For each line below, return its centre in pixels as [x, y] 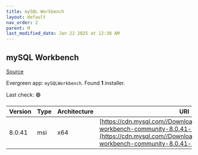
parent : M [18, 28]
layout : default [26, 17]
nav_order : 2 [22, 22]
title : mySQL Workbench [35, 11]
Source [15, 71]
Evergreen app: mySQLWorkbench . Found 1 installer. [66, 83]
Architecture [75, 111]
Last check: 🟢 [24, 94]
